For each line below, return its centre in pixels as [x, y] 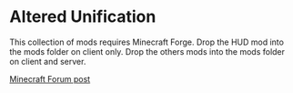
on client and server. [48, 61]
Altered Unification [83, 17]
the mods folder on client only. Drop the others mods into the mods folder [147, 51]
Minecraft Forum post [50, 78]
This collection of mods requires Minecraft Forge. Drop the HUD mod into [147, 42]
